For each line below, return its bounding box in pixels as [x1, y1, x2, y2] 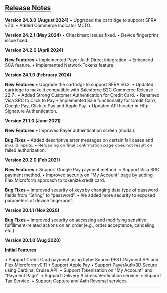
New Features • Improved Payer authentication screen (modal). [5, 127, 136, 133]
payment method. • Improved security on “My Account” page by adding [5, 172, 153, 178]
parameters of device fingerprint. [5, 197, 73, 203]
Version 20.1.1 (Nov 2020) [5, 207, 60, 213]
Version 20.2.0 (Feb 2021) [5, 157, 61, 163]
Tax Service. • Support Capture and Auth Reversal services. [5, 278, 128, 284]
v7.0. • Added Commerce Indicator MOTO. [5, 22, 92, 28]
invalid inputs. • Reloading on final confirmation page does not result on [5, 142, 153, 148]
